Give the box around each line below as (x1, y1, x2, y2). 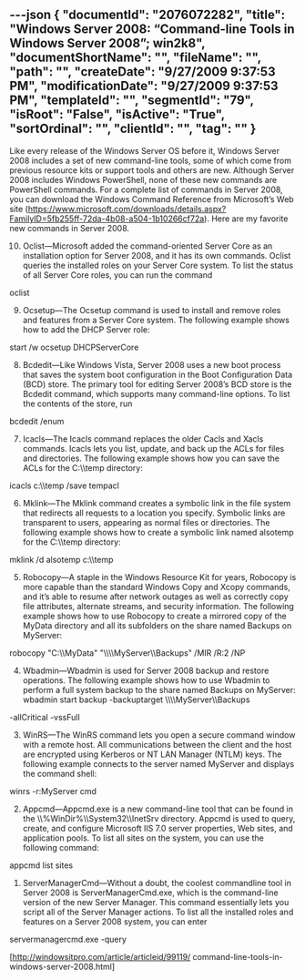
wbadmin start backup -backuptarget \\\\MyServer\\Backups (22, 694, 250, 705)
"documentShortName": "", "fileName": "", (9, 50, 261, 66)
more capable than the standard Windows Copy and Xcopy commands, (22, 581, 291, 592)
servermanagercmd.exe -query (9, 934, 127, 944)
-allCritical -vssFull (9, 711, 80, 722)
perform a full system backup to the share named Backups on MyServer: (22, 684, 296, 695)
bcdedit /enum (9, 415, 65, 426)
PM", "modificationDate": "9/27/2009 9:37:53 (9, 78, 280, 94)
